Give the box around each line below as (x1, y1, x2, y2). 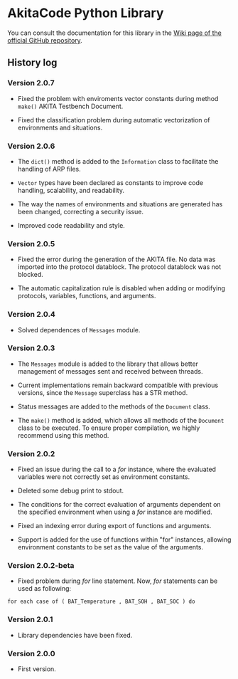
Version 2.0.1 (7, 614, 53, 624)
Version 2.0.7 (7, 78, 55, 88)
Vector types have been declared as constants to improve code (17, 178, 204, 186)
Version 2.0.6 (7, 141, 55, 151)
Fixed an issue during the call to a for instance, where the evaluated (17, 465, 217, 474)
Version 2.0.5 (7, 238, 55, 248)
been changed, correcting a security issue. (17, 207, 144, 216)
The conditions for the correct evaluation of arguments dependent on (17, 500, 222, 509)
